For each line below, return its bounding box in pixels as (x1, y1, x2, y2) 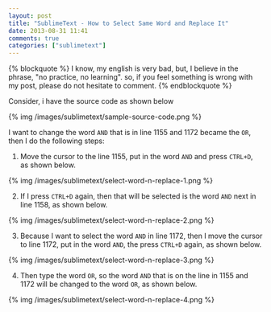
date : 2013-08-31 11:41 (8, 27, 89, 35)
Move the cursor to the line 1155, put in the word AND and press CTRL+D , (19, 152, 253, 162)
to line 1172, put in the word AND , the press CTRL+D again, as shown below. (19, 240, 262, 249)
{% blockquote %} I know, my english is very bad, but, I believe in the (8, 64, 239, 73)
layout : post (8, 11, 52, 20)
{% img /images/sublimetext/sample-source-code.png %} (8, 112, 202, 121)
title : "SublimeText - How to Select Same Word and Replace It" (8, 19, 229, 27)
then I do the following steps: (8, 136, 105, 146)
